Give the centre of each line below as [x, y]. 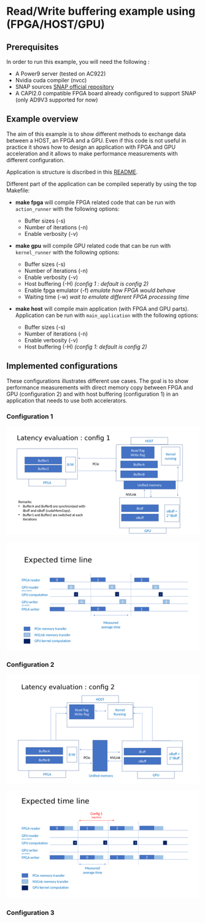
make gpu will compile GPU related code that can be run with [93, 245]
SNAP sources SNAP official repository [64, 87]
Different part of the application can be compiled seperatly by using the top [102, 184]
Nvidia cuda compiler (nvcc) [51, 80]
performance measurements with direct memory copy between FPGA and [100, 387]
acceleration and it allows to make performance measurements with [92, 153]
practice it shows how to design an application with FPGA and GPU [91, 147]
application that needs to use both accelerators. [67, 400]
